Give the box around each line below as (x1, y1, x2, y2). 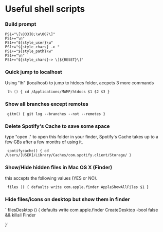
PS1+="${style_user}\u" (5, 40, 54, 45)
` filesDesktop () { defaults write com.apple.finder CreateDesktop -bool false (5, 207, 158, 213)
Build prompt (5, 21, 36, 28)
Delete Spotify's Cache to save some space (5, 123, 110, 130)
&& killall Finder (5, 212, 36, 218)
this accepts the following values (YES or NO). (5, 175, 98, 181)
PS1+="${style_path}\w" (5, 49, 54, 54)
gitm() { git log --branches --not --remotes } (7, 112, 106, 116)
